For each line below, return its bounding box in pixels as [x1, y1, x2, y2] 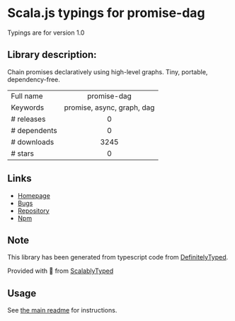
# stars [11, 148, 34, 158]
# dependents [11, 125, 58, 135]
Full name [11, 91, 44, 100]
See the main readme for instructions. [7, 306, 117, 315]
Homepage [17, 191, 51, 199]
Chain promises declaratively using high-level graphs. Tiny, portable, [7, 67, 208, 76]
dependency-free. [7, 75, 60, 83]
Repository [17, 206, 50, 215]
